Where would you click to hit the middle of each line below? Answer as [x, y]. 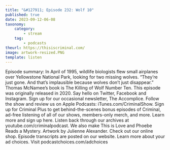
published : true [22, 15]
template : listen [24, 57]
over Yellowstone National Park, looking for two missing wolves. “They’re [82, 77]
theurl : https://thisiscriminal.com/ [45, 48]
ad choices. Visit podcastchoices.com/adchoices [57, 142]
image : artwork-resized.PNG [35, 52]
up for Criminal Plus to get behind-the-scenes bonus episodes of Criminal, [83, 109]
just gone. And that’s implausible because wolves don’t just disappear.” [79, 82]
